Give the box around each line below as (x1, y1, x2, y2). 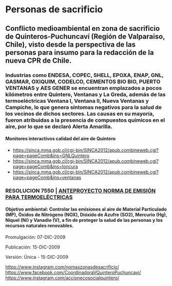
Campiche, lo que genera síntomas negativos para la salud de (5, 104, 162, 111)
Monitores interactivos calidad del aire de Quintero (5, 136, 116, 142)
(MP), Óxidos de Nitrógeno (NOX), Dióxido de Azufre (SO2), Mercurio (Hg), (5, 212, 167, 218)
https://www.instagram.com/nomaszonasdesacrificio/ (5, 263, 119, 270)
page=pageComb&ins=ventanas (12, 174, 81, 180)
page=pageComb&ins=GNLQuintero (12, 152, 90, 159)
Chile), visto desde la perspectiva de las (5, 40, 136, 49)
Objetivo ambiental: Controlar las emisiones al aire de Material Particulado (5, 206, 167, 213)
